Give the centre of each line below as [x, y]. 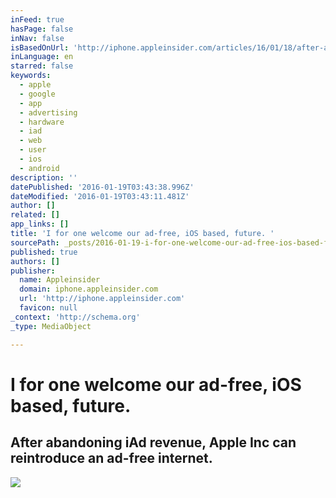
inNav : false [37, 38]
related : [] [35, 215]
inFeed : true [37, 19]
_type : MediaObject [51, 326]
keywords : [31, 76]
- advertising [48, 112]
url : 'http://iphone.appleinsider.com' [102, 299]
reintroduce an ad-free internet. [111, 458]
